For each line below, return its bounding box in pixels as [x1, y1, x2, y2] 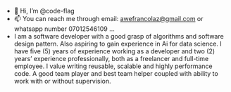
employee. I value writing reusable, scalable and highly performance [13, 62, 213, 70]
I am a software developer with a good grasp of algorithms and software [13, 32, 224, 40]
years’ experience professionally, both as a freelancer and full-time [13, 55, 209, 63]
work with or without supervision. [13, 77, 111, 85]
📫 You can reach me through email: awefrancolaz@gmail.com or [13, 15, 204, 22]
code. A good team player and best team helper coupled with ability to [13, 70, 218, 77]
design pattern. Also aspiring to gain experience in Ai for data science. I [13, 39, 222, 48]
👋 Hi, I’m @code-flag [13, 7, 75, 15]
